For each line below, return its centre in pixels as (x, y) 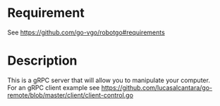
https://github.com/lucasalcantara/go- (157, 87)
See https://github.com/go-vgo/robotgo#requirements (86, 32)
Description (42, 61)
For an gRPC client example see (54, 87)
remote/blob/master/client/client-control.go (71, 95)
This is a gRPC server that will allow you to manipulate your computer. (109, 80)
